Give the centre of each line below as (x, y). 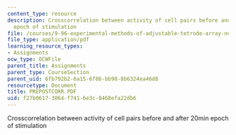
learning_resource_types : (45, 46)
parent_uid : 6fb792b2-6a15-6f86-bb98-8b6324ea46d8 (83, 79)
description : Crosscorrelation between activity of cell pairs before (113, 20)
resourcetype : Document (42, 85)
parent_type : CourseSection (48, 72)
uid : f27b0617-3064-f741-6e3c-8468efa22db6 (72, 99)
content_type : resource (42, 14)
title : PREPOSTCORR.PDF (42, 92)
